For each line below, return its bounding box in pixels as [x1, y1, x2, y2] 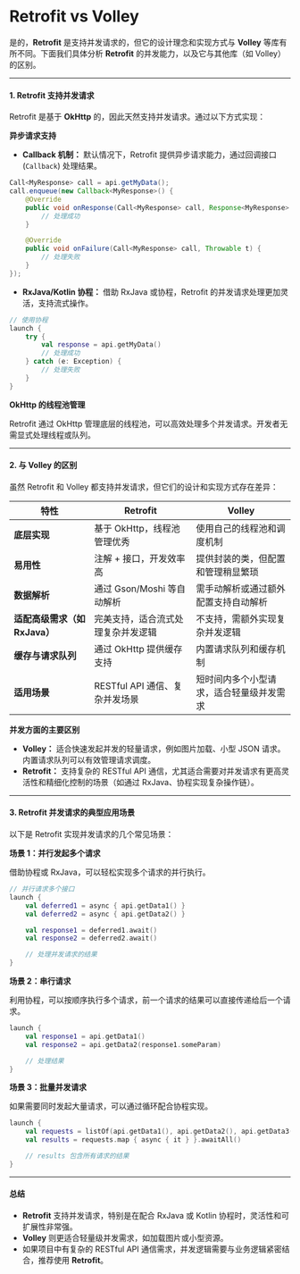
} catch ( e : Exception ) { [25, 357, 122, 366]
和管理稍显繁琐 [196, 566, 259, 578]
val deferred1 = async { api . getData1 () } [25, 901, 186, 910]
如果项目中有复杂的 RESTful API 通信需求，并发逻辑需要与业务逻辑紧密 [21, 1244, 283, 1254]
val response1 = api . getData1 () [25, 1032, 146, 1041]
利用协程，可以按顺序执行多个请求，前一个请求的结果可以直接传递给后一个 [9, 994, 283, 1006]
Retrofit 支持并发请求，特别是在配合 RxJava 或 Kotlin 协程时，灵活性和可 [21, 1211, 290, 1220]
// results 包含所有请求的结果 [25, 1152, 129, 1161]
